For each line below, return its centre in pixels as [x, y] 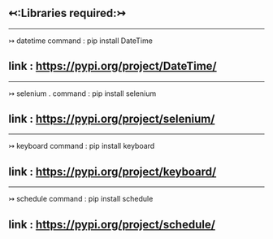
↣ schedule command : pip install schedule [81, 199]
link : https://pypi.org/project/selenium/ [112, 119]
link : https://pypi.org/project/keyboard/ [113, 171]
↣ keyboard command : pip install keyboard [82, 146]
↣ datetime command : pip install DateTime [80, 41]
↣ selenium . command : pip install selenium [82, 93]
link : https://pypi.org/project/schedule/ [112, 224]
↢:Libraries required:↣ [67, 13]
